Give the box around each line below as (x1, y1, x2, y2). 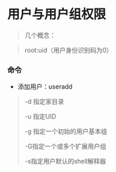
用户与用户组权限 (7, 6, 107, 22)
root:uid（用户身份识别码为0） (24, 46, 113, 54)
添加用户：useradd (17, 82, 72, 91)
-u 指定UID (24, 112, 56, 121)
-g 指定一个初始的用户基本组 (24, 127, 108, 135)
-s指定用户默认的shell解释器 (24, 157, 107, 166)
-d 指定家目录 (24, 98, 65, 106)
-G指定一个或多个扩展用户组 (24, 142, 107, 151)
